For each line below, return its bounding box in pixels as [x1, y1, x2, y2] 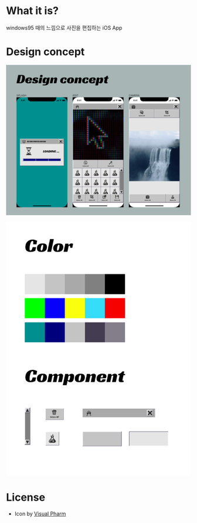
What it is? [6, 4, 59, 18]
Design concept [6, 45, 85, 59]
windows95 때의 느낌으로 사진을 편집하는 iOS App [6, 24, 123, 31]
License [6, 491, 46, 504]
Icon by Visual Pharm [14, 510, 66, 517]
